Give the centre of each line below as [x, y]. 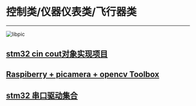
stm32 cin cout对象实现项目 [57, 54]
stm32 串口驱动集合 [42, 96]
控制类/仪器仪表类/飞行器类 [71, 12]
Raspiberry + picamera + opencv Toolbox [83, 74]
